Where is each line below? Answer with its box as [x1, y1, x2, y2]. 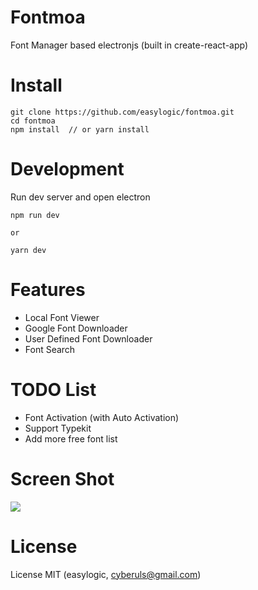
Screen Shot [10, 467, 115, 490]
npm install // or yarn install [10, 124, 150, 135]
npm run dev [10, 210, 60, 220]
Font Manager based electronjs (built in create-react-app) [10, 39, 249, 51]
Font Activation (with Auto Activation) [24, 411, 180, 423]
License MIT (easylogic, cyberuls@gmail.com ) [10, 568, 202, 580]
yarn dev [10, 245, 47, 255]
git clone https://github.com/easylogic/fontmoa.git [10, 107, 235, 117]
